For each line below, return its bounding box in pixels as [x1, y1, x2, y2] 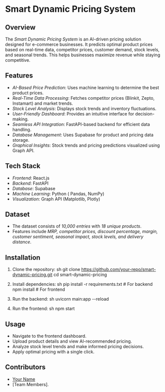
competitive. [5, 57, 31, 63]
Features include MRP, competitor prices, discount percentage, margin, [12, 229, 158, 235]
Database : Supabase [12, 185, 56, 191]
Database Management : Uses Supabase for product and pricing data [12, 132, 154, 138]
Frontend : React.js [12, 175, 50, 181]
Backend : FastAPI [12, 180, 48, 186]
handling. [12, 126, 32, 132]
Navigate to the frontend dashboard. [12, 333, 86, 339]
